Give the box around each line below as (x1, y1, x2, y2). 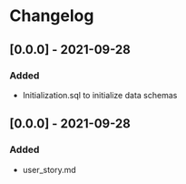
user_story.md (22, 164, 77, 175)
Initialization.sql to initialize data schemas (22, 89, 178, 100)
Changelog (9, 5, 94, 26)
